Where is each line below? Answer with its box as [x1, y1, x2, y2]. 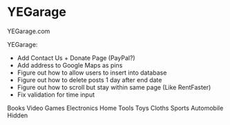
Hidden [7, 111, 28, 119]
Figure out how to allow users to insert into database [17, 68, 167, 77]
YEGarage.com [7, 27, 50, 35]
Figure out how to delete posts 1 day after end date [17, 75, 162, 84]
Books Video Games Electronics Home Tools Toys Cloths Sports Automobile [7, 104, 224, 112]
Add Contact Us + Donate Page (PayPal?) [17, 53, 136, 62]
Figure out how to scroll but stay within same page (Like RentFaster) [17, 83, 211, 91]
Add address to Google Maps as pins [17, 61, 123, 69]
